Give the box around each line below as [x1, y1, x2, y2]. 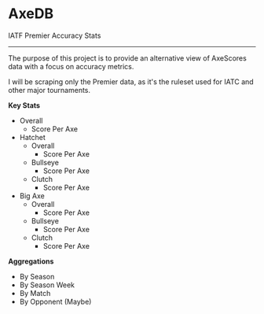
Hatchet [19, 132, 46, 142]
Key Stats [8, 100, 41, 110]
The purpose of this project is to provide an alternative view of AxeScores [8, 53, 247, 63]
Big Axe [19, 190, 46, 201]
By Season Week [19, 280, 75, 290]
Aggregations [8, 257, 54, 266]
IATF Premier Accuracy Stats [8, 31, 101, 40]
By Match [19, 288, 51, 297]
